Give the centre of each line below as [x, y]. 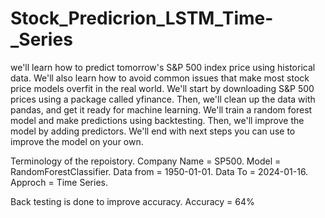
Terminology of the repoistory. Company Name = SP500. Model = [146, 161]
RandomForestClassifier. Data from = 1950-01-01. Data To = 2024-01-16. [159, 171]
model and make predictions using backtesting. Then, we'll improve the [157, 120]
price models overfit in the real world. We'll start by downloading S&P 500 [162, 88]
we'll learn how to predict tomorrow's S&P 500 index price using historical [163, 67]
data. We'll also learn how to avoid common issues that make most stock [160, 78]
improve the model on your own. [77, 141]
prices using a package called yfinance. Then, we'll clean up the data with [163, 99]
